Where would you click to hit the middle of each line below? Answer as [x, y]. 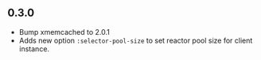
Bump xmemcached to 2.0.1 [64, 32]
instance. [34, 49]
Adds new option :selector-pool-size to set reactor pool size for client [136, 40]
